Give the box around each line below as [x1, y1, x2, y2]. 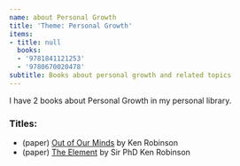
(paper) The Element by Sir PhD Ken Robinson [21, 147, 190, 158]
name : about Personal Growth [9, 12, 117, 22]
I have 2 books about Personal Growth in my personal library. [9, 95, 232, 106]
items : [9, 29, 34, 38]
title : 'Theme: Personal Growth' [9, 21, 133, 30]
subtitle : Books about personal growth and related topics [9, 71, 232, 80]
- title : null [9, 37, 62, 47]
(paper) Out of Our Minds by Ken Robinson [21, 138, 179, 148]
